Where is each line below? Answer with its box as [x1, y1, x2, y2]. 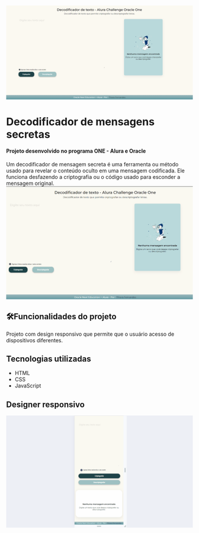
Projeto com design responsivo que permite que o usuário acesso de [6, 330, 175, 338]
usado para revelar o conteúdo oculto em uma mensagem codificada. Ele [6, 167, 185, 174]
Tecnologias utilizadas [6, 354, 91, 364]
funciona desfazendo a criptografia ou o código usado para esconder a [6, 173, 181, 180]
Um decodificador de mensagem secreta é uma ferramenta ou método [6, 160, 179, 168]
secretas [6, 127, 50, 141]
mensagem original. [6, 179, 54, 187]
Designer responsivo [6, 399, 85, 409]
